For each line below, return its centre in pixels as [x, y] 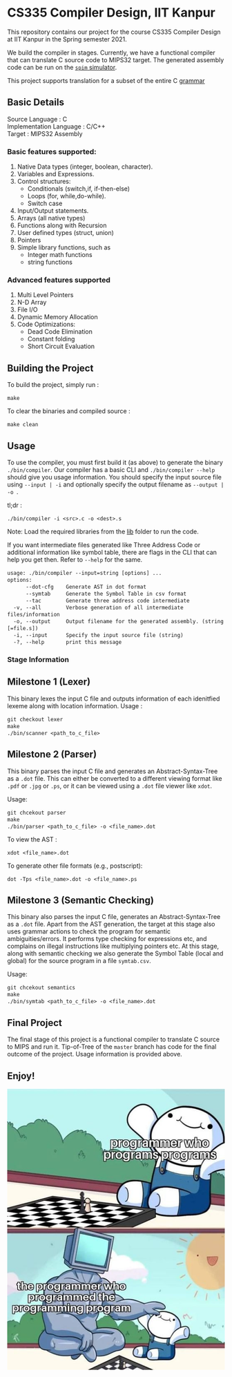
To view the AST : [32, 839]
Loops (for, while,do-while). [67, 196]
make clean [23, 425]
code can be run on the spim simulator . [62, 67]
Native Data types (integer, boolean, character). [85, 167]
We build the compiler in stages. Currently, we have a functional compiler [111, 53]
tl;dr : [15, 505]
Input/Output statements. [53, 211]
